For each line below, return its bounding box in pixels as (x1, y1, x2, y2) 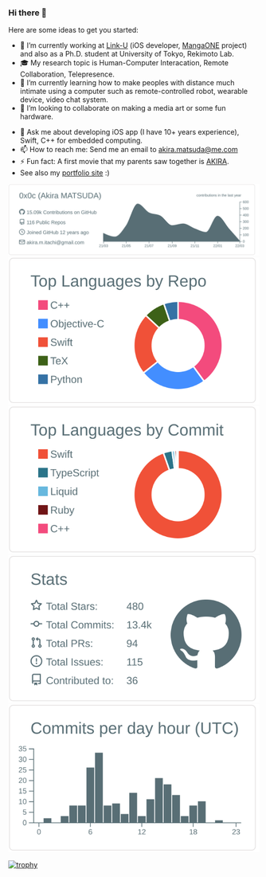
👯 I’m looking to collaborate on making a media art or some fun (19, 104, 226, 113)
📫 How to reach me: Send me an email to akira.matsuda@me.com (19, 145, 238, 155)
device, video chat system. (19, 95, 109, 104)
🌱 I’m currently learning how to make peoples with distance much (19, 78, 235, 88)
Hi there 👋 (8, 7, 48, 18)
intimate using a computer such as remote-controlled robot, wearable (19, 87, 248, 96)
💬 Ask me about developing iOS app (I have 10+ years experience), (19, 127, 240, 137)
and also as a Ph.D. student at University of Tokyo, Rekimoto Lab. (19, 49, 235, 59)
